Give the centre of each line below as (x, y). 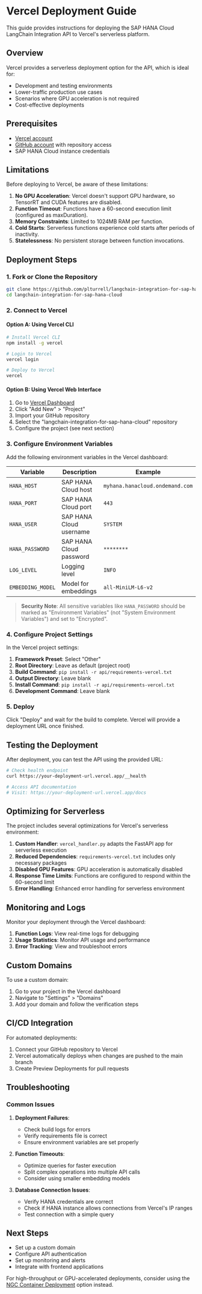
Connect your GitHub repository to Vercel (66, 1049)
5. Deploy (20, 706)
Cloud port (76, 507)
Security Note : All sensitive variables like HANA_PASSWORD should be (103, 606)
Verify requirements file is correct (66, 1136)
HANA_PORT (23, 503)
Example (148, 472)
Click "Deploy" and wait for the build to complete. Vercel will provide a (93, 719)
